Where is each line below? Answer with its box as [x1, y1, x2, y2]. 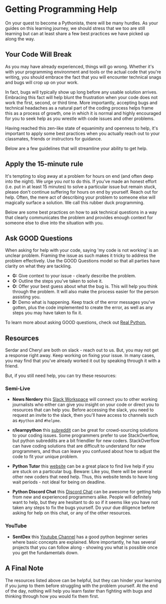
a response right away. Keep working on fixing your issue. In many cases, [5, 353, 156, 359]
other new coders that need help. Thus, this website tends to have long [12, 474, 158, 480]
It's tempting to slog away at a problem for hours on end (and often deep [5, 173, 154, 179]
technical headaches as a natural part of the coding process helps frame [5, 105, 154, 111]
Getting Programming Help [5, 3, 117, 15]
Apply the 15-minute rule [5, 160, 83, 168]
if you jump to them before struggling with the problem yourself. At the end [5, 583, 158, 589]
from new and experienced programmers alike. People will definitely [12, 494, 152, 500]
